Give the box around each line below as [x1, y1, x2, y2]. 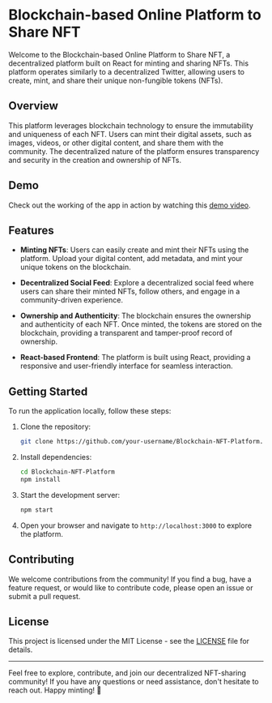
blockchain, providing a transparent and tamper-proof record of [19, 328, 233, 338]
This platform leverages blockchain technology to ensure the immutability [8, 120, 253, 131]
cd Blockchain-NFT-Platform [19, 468, 115, 476]
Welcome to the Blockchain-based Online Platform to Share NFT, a [8, 49, 231, 59]
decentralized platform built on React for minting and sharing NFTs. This [8, 58, 249, 68]
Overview [8, 99, 59, 113]
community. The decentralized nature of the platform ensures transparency [8, 146, 260, 156]
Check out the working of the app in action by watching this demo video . [8, 200, 251, 210]
